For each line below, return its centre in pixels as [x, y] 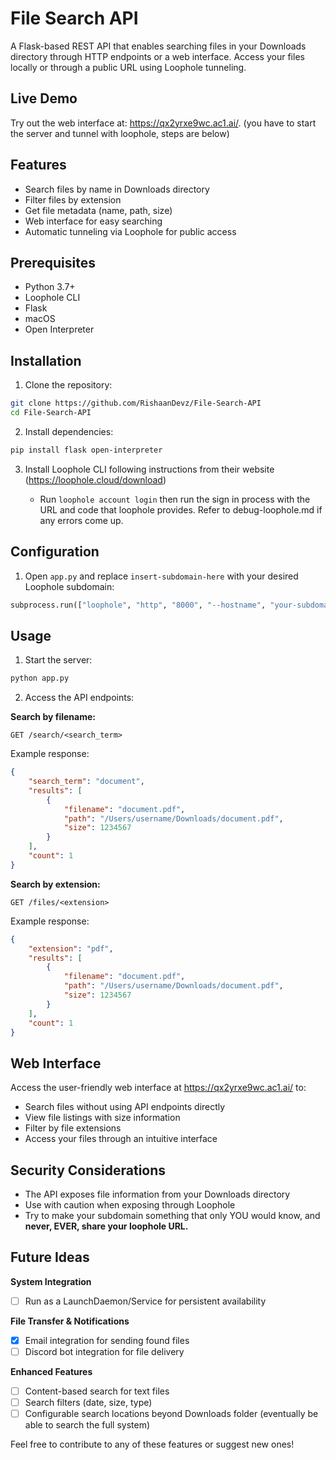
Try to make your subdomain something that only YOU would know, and [172, 1216]
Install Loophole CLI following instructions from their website [149, 469]
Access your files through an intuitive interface [121, 1139]
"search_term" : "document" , [86, 782]
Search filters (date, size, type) [88, 1403]
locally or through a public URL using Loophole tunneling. [128, 67]
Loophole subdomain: [69, 586]
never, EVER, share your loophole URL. [106, 1226]
